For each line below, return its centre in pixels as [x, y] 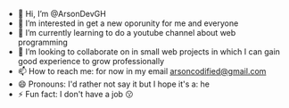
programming [43, 42]
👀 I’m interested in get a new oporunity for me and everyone [128, 23]
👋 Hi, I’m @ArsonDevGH [62, 14]
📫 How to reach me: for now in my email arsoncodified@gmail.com [142, 71]
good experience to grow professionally [91, 61]
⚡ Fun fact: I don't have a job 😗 [75, 94]
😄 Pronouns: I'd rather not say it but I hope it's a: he [114, 84]
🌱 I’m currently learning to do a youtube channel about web [127, 33]
